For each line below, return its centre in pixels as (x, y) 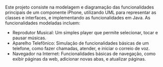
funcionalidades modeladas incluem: (43, 23)
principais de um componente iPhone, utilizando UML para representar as (81, 12)
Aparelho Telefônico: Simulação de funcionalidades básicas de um (81, 43)
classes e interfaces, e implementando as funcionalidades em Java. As (78, 18)
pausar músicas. (29, 38)
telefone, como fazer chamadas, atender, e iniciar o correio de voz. (81, 48)
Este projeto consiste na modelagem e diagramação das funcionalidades (80, 7)
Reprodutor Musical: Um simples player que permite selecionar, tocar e (85, 33)
